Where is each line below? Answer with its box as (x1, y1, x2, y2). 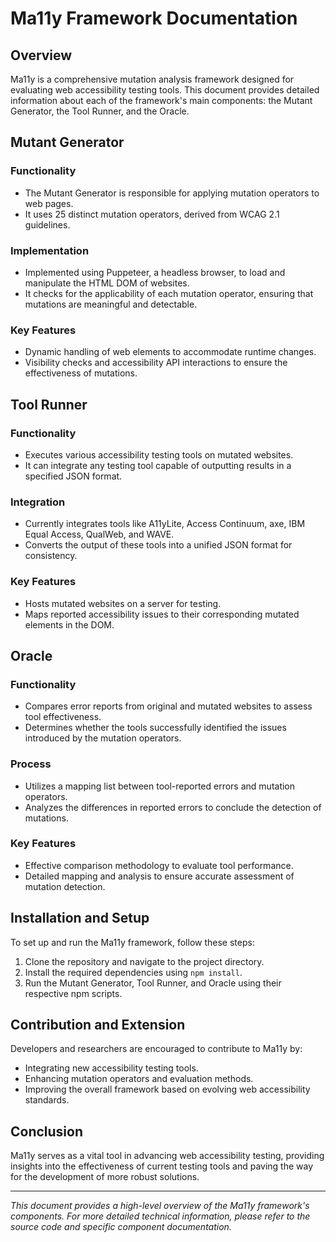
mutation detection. (24, 880, 106, 892)
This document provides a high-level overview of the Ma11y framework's (10, 1200, 310, 1212)
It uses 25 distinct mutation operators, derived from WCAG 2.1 (24, 208, 280, 220)
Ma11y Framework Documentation (10, 7, 298, 30)
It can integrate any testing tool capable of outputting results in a (24, 459, 292, 471)
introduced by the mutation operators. (24, 732, 182, 744)
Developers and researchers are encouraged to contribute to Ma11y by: (10, 1043, 303, 1055)
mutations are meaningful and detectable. (24, 298, 198, 310)
